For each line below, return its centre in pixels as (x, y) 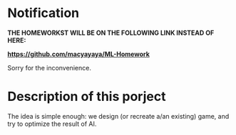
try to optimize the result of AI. (52, 124)
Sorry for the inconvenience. (49, 67)
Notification (43, 13)
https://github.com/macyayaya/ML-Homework (78, 54)
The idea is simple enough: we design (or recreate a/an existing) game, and (118, 116)
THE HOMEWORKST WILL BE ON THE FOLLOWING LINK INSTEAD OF (111, 33)
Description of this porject (87, 97)
